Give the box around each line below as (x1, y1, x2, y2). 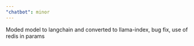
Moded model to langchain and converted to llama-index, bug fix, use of (6, 26, 188, 33)
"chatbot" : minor (6, 9, 50, 15)
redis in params (6, 32, 45, 40)
